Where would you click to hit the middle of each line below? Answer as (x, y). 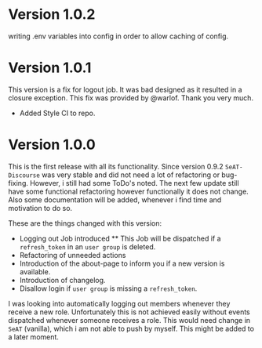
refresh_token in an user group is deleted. (87, 246)
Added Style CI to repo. (57, 113)
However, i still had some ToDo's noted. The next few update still (135, 183)
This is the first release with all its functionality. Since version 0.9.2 (116, 166)
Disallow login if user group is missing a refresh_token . (108, 288)
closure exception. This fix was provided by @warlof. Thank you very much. (131, 98)
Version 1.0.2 (52, 14)
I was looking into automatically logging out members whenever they (119, 303)
